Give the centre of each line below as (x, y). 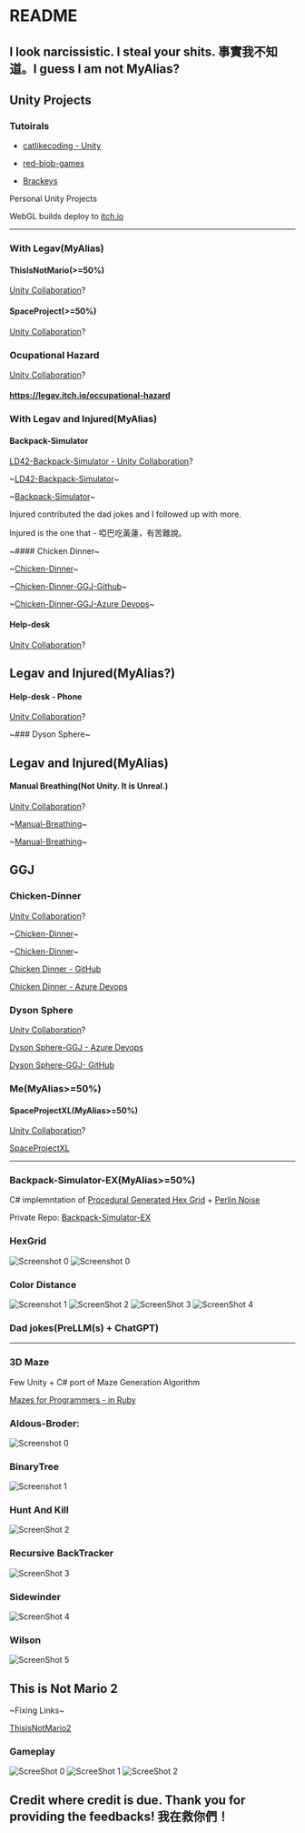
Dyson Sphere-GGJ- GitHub (62, 1064)
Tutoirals (30, 126)
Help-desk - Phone (46, 696)
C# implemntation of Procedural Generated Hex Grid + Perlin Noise (135, 1200)
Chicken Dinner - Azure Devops (69, 986)
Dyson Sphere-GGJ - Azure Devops (76, 1047)
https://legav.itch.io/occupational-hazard (90, 396)
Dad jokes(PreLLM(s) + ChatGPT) (84, 1327)
